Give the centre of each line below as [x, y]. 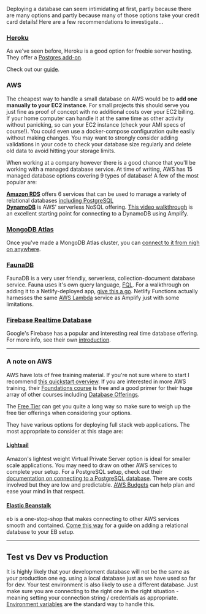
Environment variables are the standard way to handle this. [81, 604]
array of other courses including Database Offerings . [73, 394]
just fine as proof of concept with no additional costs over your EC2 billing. [101, 111]
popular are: [22, 182]
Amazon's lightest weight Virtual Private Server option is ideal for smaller [98, 459]
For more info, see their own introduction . [59, 340]
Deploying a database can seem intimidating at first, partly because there [99, 9]
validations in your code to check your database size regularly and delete [99, 144]
